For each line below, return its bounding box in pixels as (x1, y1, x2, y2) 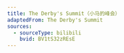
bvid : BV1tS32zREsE (19, 36, 76, 43)
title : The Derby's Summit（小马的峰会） (7, 10, 121, 17)
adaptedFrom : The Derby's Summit (7, 17, 103, 23)
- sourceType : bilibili (13, 29, 81, 36)
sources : (7, 23, 32, 30)
